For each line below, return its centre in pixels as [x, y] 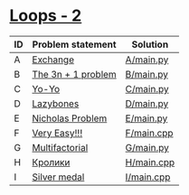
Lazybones [56, 103]
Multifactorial [60, 147]
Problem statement [74, 44]
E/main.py [146, 118]
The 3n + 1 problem [75, 74]
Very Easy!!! [57, 133]
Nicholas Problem [70, 118]
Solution [150, 44]
